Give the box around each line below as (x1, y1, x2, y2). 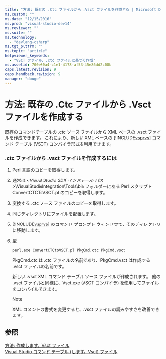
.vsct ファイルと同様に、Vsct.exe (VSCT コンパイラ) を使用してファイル (12, 280, 159, 286)
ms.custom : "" (5, 12, 35, 17)
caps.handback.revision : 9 (5, 72, 61, 77)
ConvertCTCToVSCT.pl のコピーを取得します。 (12, 189, 108, 195)
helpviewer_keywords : (5, 53, 50, 58)
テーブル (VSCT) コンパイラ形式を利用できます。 (14, 141, 114, 147)
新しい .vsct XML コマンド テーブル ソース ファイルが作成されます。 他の (12, 273, 161, 279)
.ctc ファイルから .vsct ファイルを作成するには (5, 154, 117, 161)
